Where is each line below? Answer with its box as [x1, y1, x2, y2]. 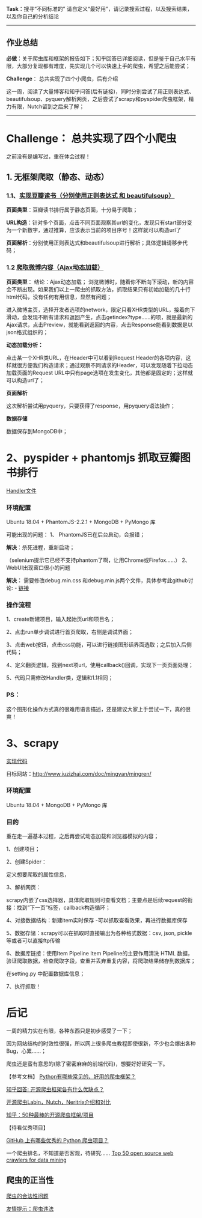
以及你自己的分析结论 [6, 13, 59, 20]
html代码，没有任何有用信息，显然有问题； [6, 293, 112, 300]
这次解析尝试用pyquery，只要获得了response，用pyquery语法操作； [6, 402, 176, 409]
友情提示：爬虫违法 [6, 1205, 54, 1212]
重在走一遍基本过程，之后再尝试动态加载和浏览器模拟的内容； [6, 833, 159, 840]
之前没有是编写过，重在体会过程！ [6, 153, 91, 160]
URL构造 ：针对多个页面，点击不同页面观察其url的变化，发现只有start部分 [6, 219, 188, 227]
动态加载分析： [6, 341, 43, 349]
